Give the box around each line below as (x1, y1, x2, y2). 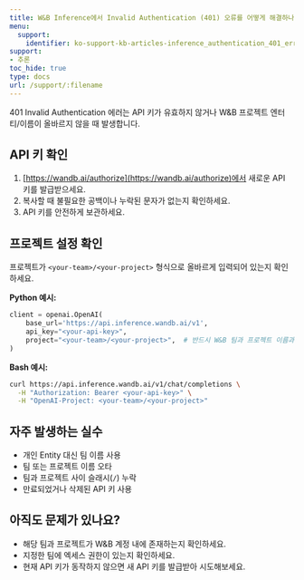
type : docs (9, 72, 51, 82)
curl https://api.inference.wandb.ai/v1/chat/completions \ (9, 380, 242, 389)
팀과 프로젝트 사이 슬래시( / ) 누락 (22, 472, 138, 483)
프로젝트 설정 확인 (9, 236, 103, 251)
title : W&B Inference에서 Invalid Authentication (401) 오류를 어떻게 (9, 13, 266, 23)
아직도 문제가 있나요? (9, 513, 120, 528)
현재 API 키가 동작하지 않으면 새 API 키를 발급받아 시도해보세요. (22, 561, 246, 572)
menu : (9, 22, 30, 31)
